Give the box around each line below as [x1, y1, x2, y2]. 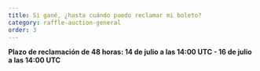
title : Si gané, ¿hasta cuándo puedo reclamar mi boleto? [8, 11, 202, 20]
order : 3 [8, 26, 37, 34]
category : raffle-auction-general [8, 19, 122, 27]
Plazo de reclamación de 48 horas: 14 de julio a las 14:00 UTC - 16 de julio [8, 48, 253, 57]
